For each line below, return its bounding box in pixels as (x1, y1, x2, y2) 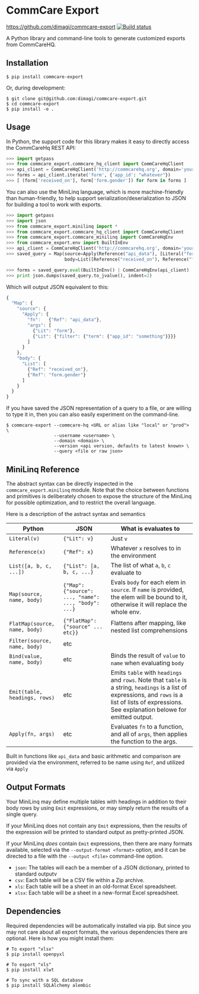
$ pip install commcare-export (6, 73, 84, 80)
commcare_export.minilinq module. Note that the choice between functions (6, 486, 190, 493)
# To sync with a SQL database (6, 977, 84, 983)
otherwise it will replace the (110, 601, 188, 608)
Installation (6, 58, 49, 68)
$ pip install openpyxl (6, 951, 65, 957)
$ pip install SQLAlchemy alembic (6, 982, 92, 988)
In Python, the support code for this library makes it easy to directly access (6, 137, 190, 145)
